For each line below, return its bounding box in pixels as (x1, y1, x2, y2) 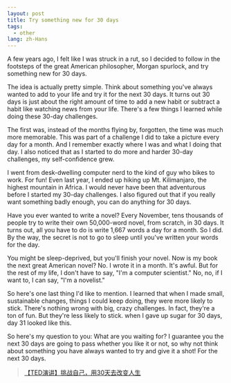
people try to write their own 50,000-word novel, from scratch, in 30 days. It (7, 218, 225, 227)
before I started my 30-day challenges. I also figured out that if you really (7, 191, 216, 199)
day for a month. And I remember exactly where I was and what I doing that (7, 140, 222, 149)
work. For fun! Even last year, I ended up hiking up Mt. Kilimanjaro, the (7, 176, 207, 184)
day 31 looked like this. (7, 319, 72, 327)
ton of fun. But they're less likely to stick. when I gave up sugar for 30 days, (7, 312, 223, 320)
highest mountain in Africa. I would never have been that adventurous (7, 183, 206, 192)
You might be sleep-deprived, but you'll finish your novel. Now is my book (7, 254, 218, 263)
